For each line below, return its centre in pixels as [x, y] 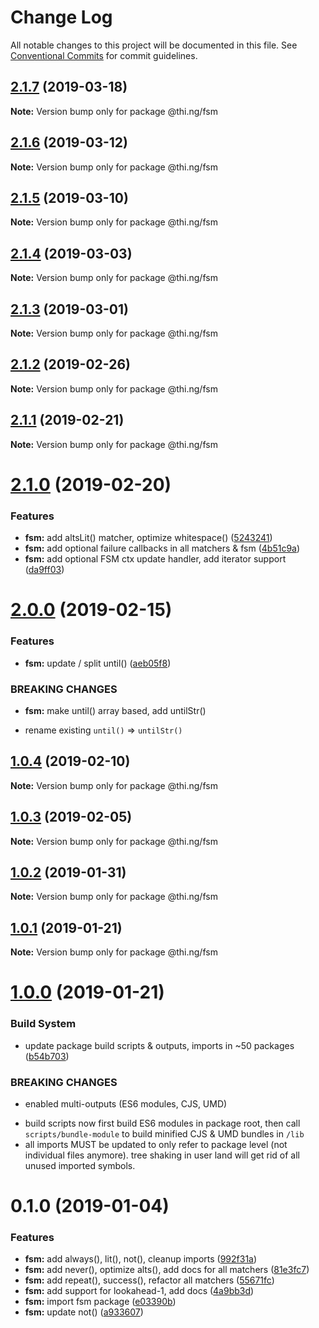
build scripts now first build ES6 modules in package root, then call [162, 1123]
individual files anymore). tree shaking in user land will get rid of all [162, 1155]
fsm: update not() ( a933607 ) [84, 1312]
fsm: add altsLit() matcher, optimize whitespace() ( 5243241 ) [148, 538]
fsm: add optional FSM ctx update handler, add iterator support [155, 559]
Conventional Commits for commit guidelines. [104, 55]
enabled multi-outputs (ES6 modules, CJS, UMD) [126, 1103]
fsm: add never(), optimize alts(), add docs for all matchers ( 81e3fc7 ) [167, 1270]
